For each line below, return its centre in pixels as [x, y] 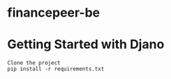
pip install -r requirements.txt [56, 69]
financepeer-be [54, 13]
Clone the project [34, 63]
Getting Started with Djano [86, 45]
